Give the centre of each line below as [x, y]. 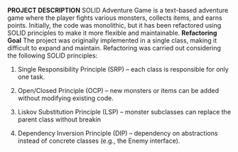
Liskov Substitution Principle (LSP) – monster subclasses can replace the [124, 112]
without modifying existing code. [65, 98]
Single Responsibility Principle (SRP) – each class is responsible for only [123, 69]
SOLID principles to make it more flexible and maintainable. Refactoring [112, 33]
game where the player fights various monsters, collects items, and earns [115, 18]
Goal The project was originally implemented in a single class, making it [112, 40]
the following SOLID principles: [53, 55]
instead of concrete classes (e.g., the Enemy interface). [99, 141]
